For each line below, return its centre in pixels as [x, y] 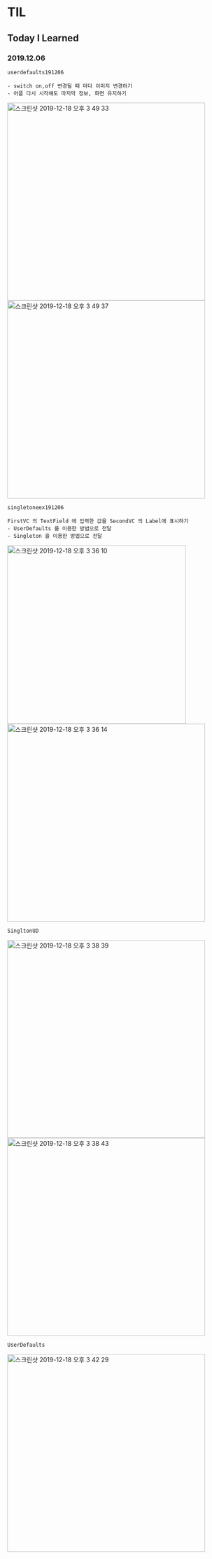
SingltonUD [23, 931]
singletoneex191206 [36, 507]
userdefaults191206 [36, 72]
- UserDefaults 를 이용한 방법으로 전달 [59, 528]
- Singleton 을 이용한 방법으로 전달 [55, 536]
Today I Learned [43, 38]
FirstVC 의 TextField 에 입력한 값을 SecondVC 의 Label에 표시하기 [98, 521]
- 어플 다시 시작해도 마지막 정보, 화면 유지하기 [67, 93]
